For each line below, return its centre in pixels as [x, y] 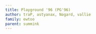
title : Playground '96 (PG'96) [38, 10]
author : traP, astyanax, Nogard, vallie [48, 14]
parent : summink [22, 24]
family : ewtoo [20, 19]
